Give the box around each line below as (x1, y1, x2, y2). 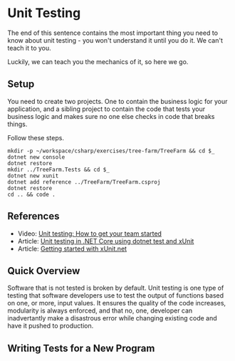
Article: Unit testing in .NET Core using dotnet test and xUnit (17, 236, 194, 245)
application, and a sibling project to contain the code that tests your (7, 105, 205, 113)
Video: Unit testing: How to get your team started (17, 229, 162, 238)
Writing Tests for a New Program (7, 342, 155, 354)
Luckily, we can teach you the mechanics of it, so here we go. (7, 57, 189, 66)
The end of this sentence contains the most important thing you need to (7, 28, 219, 37)
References (7, 210, 60, 222)
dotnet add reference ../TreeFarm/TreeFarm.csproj (7, 178, 161, 186)
